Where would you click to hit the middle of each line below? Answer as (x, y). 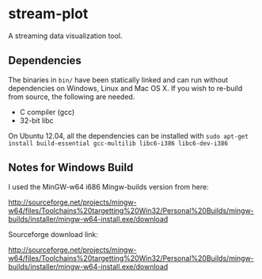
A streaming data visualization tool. (65, 36)
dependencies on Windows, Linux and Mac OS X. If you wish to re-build (125, 88)
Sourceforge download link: (53, 234)
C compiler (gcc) (47, 112)
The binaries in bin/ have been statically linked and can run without (118, 79)
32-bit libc (36, 120)
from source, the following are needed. (72, 97)
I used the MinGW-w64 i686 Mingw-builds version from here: (108, 186)
